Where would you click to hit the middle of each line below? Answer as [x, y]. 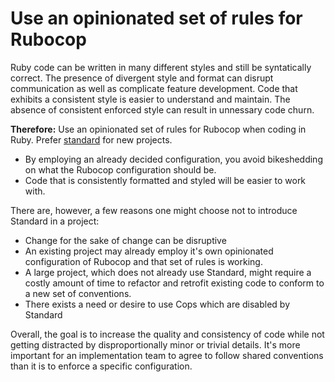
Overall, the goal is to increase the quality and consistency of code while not [167, 334]
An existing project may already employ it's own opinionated [149, 251]
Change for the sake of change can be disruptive [125, 240]
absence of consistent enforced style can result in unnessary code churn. [162, 109]
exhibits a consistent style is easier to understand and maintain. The [150, 99]
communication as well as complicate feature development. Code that [154, 88]
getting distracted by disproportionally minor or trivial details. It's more [155, 344]
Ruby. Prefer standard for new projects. [91, 139]
